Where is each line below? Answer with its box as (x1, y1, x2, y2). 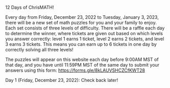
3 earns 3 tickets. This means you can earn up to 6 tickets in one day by (5, 41, 157, 47)
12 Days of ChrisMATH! (5, 5, 54, 10)
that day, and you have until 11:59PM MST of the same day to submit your (5, 62, 160, 68)
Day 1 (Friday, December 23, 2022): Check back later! (5, 77, 118, 83)
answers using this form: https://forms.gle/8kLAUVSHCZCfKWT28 (5, 67, 145, 73)
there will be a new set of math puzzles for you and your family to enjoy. (5, 20, 157, 25)
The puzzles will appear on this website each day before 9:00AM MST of (5, 56, 159, 63)
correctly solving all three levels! (5, 47, 74, 52)
